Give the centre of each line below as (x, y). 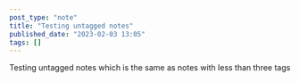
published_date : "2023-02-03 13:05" (77, 34)
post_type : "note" (43, 17)
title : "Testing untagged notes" (71, 26)
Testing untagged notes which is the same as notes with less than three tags (150, 68)
